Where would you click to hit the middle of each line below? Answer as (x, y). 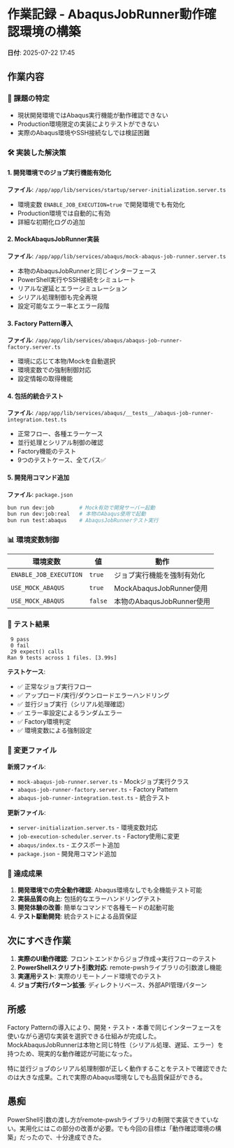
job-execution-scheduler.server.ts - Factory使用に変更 (98, 836)
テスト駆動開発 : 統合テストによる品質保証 (77, 916)
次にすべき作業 (39, 940)
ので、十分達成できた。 (71, 1137)
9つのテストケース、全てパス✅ (61, 460)
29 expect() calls (37, 652)
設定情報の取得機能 (45, 379)
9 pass (20, 639)
